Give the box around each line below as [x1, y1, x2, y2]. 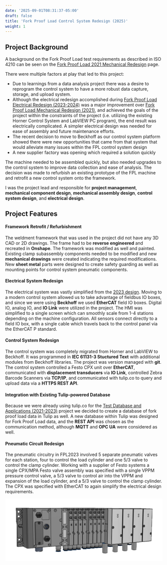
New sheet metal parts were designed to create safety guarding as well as [5, 261, 159, 267]
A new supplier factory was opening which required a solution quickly [12, 149, 156, 155]
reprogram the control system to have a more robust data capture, [12, 86, 149, 92]
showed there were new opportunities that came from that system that [12, 139, 158, 145]
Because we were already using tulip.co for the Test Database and [5, 403, 142, 409]
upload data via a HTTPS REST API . [5, 380, 79, 386]
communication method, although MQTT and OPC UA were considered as [5, 424, 158, 430]
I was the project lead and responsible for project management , [5, 185, 137, 191]
